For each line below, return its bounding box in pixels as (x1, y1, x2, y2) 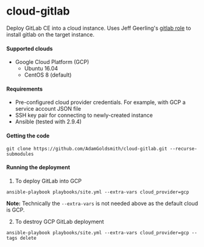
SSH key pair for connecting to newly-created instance (15, 111, 153, 119)
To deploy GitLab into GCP (15, 177, 82, 184)
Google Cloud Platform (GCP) (15, 58, 90, 66)
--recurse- (169, 145, 198, 151)
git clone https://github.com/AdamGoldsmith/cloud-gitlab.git (6, 145, 167, 151)
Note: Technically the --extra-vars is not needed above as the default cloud (6, 200, 199, 207)
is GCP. (6, 206, 25, 214)
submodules (6, 151, 34, 157)
